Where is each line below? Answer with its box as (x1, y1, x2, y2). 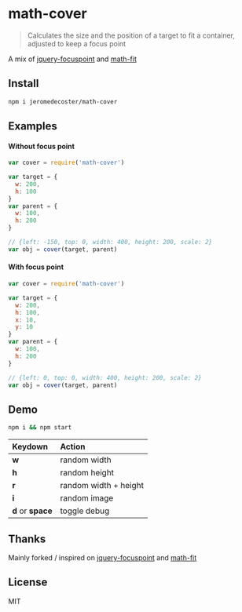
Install (8, 77, 39, 90)
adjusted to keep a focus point (27, 38, 126, 48)
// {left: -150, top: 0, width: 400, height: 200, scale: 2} (8, 239, 213, 246)
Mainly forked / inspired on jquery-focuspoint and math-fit (8, 552, 197, 562)
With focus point (8, 262, 64, 271)
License (8, 576, 48, 589)
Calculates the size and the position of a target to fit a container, (27, 31, 236, 40)
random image (60, 493, 114, 504)
